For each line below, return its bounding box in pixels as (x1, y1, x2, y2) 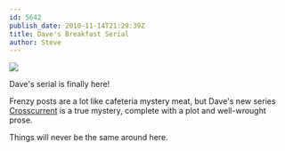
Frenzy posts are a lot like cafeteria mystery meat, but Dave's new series (9, 96, 276, 107)
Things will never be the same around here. (9, 132, 168, 143)
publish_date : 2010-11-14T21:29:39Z (9, 21, 145, 30)
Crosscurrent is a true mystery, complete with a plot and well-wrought (9, 106, 267, 116)
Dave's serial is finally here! (9, 79, 110, 90)
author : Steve (9, 37, 62, 47)
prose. (9, 115, 33, 125)
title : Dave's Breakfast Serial (9, 29, 129, 38)
